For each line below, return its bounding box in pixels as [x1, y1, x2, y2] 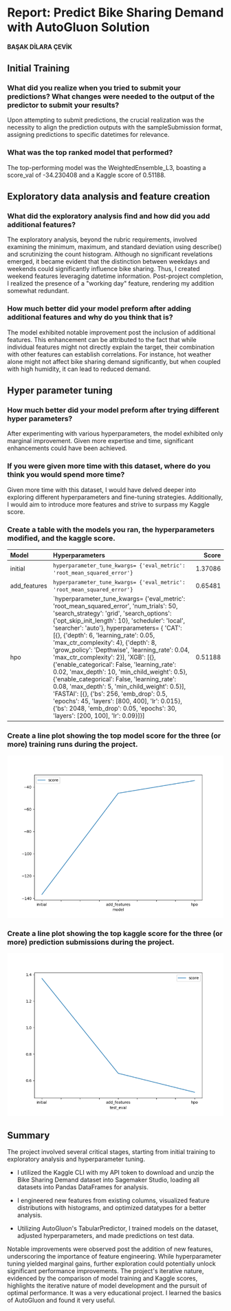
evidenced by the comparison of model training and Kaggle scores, [7, 1275, 198, 1283]
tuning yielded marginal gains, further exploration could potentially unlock [7, 1259, 217, 1268]
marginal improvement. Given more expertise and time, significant [7, 437, 194, 445]
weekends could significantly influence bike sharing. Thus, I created [7, 265, 201, 273]
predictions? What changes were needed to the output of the [7, 92, 215, 101]
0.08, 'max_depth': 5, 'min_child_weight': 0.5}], [52, 683, 186, 691]
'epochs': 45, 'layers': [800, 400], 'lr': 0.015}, [52, 697, 182, 705]
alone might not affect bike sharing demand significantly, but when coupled [7, 357, 221, 365]
